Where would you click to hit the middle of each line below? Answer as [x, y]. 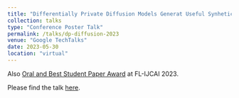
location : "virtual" [38, 54]
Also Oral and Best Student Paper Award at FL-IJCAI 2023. [93, 73]
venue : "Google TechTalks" [47, 40]
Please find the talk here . [44, 87]
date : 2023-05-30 [33, 47]
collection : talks [34, 21]
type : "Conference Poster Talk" [55, 27]
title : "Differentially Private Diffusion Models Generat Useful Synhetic [121, 14]
